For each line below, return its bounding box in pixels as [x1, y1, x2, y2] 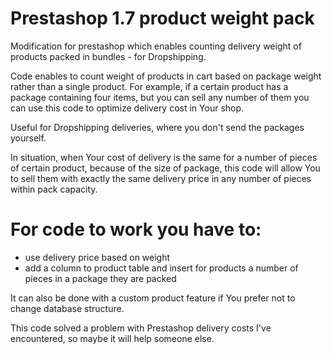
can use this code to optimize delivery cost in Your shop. [10, 102, 245, 114]
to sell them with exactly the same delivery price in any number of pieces [10, 172, 312, 184]
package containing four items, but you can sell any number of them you [10, 91, 310, 103]
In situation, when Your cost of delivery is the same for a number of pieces [10, 151, 318, 163]
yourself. [10, 132, 47, 144]
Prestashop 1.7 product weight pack [10, 7, 315, 30]
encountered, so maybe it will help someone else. [10, 332, 215, 344]
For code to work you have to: [10, 218, 262, 241]
